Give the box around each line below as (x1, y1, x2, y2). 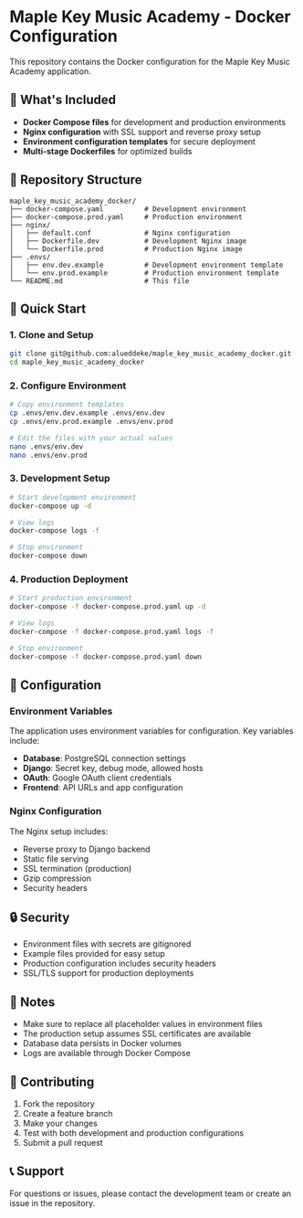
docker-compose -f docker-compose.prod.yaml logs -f (9, 628, 214, 637)
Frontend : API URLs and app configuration (22, 782, 183, 793)
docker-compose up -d (9, 501, 92, 511)
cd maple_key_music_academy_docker (9, 358, 145, 367)
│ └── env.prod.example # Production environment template (9, 268, 280, 278)
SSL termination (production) (22, 863, 132, 874)
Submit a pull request (22, 1138, 103, 1149)
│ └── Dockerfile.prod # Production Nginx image (9, 244, 244, 253)
